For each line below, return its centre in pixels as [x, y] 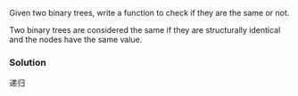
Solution [28, 62]
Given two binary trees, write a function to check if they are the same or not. [149, 13]
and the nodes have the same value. [76, 40]
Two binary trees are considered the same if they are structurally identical [145, 30]
